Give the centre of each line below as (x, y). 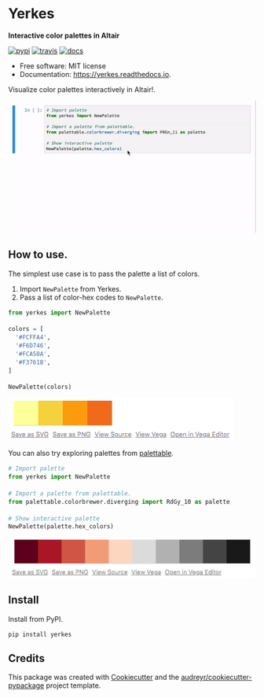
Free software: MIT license (62, 66)
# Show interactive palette (54, 518)
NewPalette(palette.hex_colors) (61, 527)
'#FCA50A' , (33, 354)
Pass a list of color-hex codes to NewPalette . (91, 297)
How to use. (38, 255)
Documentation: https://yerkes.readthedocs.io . (95, 74)
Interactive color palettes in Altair (64, 35)
